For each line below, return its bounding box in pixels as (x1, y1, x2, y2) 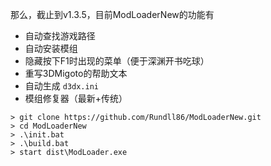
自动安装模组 (24, 43, 78, 54)
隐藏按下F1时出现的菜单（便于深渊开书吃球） (24, 55, 210, 67)
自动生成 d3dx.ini (24, 80, 100, 92)
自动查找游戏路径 (24, 30, 96, 42)
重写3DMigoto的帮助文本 (24, 68, 128, 79)
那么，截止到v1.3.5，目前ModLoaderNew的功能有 (10, 9, 215, 20)
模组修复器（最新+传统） (24, 93, 128, 104)
